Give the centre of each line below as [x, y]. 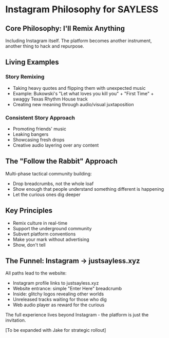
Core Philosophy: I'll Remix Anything [65, 28]
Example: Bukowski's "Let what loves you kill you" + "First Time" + [83, 93]
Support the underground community [52, 228]
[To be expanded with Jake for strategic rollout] [56, 330]
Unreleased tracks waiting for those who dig [60, 300]
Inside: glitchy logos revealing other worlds [58, 294]
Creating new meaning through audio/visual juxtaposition [73, 104]
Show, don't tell [29, 245]
